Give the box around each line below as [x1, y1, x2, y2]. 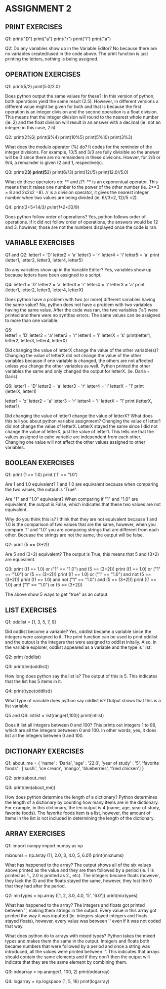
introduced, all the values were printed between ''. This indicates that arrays [5, 948, 160, 954]
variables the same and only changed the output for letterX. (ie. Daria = [5, 368, 150, 374]
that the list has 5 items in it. [5, 678, 62, 684]
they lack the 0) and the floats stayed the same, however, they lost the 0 [5, 878, 152, 884]
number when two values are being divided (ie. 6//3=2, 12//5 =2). [5, 194, 138, 201]
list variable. [5, 703, 30, 709]
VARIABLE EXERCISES [5, 239, 75, 247]
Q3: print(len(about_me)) [5, 784, 56, 790]
